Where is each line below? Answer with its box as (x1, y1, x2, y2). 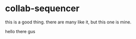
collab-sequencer (5, 3, 80, 14)
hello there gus (5, 28, 35, 34)
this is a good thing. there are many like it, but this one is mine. (5, 19, 132, 25)
